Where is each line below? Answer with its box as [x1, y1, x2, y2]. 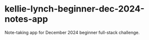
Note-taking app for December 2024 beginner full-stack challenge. [4, 29, 140, 35]
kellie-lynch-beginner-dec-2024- [4, 3, 145, 14]
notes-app [4, 13, 48, 25]
